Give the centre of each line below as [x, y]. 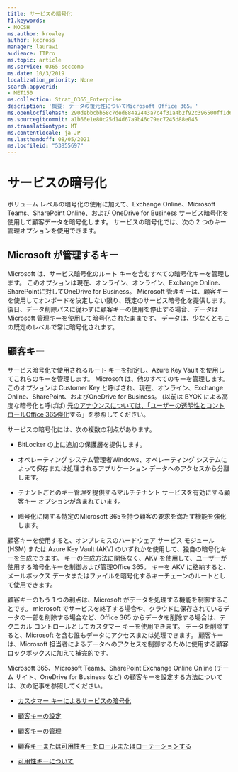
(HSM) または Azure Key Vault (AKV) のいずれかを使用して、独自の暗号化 [114, 549]
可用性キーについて [46, 761]
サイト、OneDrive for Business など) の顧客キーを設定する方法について [119, 677]
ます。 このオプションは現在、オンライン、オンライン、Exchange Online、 [116, 282]
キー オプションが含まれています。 [74, 501]
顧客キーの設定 [39, 716]
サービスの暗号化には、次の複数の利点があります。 [81, 429]
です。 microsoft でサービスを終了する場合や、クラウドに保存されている [118, 608]
